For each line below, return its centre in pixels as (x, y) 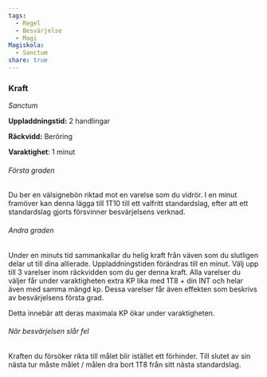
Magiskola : (26, 46)
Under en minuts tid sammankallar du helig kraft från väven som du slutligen (133, 255)
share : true (28, 61)
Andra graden (31, 230)
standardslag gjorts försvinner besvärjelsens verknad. (97, 212)
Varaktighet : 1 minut (42, 152)
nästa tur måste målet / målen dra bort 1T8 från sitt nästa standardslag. (125, 364)
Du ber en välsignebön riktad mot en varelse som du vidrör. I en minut (123, 195)
